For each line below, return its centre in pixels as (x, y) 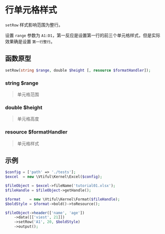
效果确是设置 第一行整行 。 (30, 41)
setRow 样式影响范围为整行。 (34, 25)
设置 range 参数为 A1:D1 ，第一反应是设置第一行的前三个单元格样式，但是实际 (83, 35)
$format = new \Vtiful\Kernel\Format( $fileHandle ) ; (63, 199)
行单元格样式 (31, 10)
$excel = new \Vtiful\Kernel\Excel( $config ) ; (54, 177)
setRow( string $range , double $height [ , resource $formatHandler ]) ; (78, 70)
